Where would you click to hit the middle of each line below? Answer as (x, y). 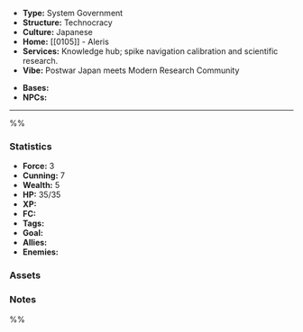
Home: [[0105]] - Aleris (66, 41)
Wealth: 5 (41, 185)
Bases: (36, 88)
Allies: (35, 243)
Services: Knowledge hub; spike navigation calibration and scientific (150, 51)
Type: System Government (73, 13)
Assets (25, 275)
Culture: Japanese (57, 32)
